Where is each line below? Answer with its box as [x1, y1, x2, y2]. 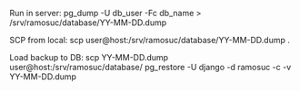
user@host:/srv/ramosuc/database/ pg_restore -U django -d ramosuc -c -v [9, 62, 292, 72]
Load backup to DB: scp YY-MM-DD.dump [9, 52, 169, 62]
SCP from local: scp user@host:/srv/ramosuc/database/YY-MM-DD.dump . [9, 35, 291, 45]
